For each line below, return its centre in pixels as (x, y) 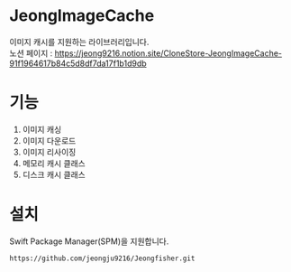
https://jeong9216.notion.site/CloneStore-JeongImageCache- (168, 53)
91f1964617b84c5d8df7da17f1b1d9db (78, 63)
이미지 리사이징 (49, 152)
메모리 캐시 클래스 (54, 163)
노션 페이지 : (31, 53)
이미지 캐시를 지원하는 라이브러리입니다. (79, 42)
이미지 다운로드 (49, 140)
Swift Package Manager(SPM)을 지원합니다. (89, 241)
